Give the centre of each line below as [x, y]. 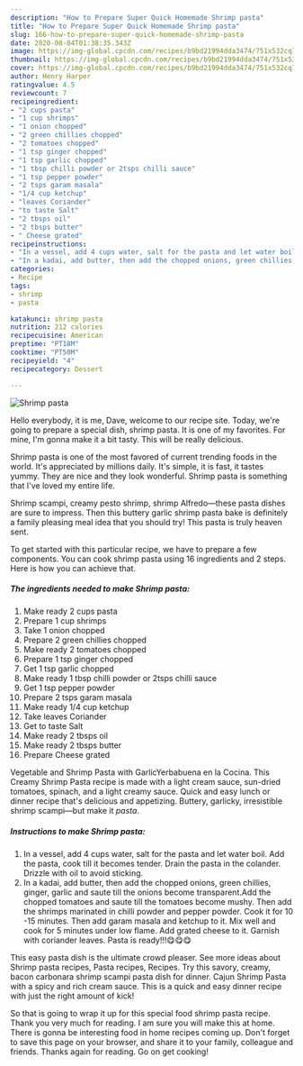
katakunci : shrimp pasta [57, 319]
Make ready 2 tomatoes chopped [85, 650]
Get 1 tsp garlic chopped [69, 669]
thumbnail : [31, 59]
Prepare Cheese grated [67, 755]
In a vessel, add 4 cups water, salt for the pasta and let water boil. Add [154, 854]
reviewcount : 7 [39, 93]
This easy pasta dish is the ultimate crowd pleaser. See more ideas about [146, 958]
